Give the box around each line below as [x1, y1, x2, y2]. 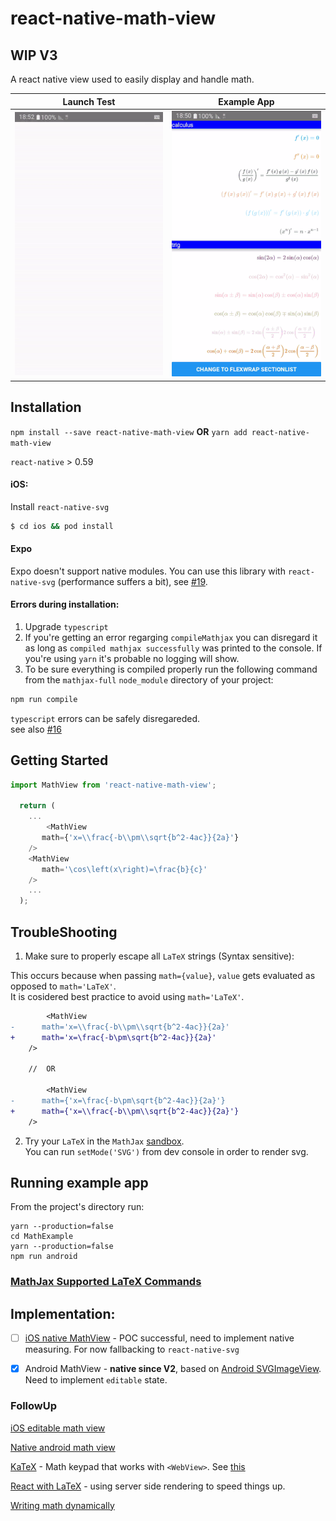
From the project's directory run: [10, 1201, 145, 1213]
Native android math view [10, 1441, 116, 1453]
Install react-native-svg [10, 500, 110, 512]
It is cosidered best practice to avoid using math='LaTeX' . [10, 990, 245, 1002]
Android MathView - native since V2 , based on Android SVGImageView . [24, 1363, 322, 1375]
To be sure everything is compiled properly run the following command [24, 663, 318, 675]
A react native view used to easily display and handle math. [10, 73, 255, 85]
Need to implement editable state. [24, 1374, 168, 1386]
